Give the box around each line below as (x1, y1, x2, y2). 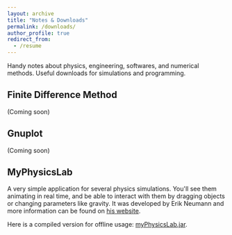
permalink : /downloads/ (7, 23, 76, 30)
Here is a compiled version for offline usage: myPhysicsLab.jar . (7, 220, 188, 229)
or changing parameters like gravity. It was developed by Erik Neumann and (7, 200, 224, 208)
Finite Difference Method (7, 89, 117, 101)
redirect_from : (7, 36, 51, 43)
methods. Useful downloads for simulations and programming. (7, 69, 186, 77)
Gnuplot (7, 128, 43, 140)
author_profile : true (7, 29, 70, 37)
